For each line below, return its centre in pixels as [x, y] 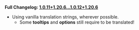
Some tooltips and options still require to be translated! [77, 22]
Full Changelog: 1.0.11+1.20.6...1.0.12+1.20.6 [51, 7]
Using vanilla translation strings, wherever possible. [65, 17]
